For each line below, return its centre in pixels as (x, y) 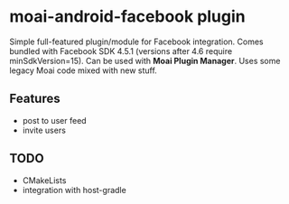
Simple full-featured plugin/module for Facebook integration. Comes (136, 42)
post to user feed (55, 120)
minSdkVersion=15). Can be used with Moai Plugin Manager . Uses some (145, 60)
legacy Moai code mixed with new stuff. (84, 70)
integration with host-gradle (74, 190)
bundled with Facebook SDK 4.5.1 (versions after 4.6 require (121, 51)
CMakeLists (44, 180)
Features (35, 99)
